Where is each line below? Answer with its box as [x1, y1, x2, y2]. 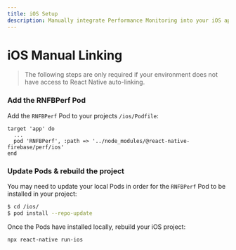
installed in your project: [7, 189, 77, 198]
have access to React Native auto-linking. [24, 78, 145, 87]
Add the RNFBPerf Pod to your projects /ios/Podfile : [7, 111, 159, 120]
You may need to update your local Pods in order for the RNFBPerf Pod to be [7, 182, 226, 191]
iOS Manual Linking [7, 47, 123, 63]
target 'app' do [7, 125, 55, 132]
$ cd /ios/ [7, 204, 39, 211]
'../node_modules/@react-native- [92, 137, 190, 144]
